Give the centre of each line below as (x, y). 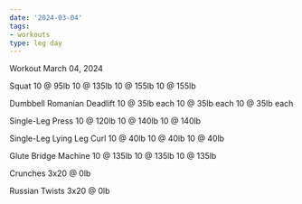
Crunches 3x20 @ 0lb (50, 173)
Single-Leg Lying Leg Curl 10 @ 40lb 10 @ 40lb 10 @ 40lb (117, 139)
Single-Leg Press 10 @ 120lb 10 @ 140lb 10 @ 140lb (105, 121)
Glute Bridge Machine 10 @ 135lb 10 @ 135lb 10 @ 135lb (113, 156)
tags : (19, 26)
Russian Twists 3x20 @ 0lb (60, 191)
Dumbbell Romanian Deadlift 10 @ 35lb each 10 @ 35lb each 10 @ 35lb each (151, 104)
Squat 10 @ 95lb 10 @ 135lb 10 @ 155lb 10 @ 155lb (103, 86)
